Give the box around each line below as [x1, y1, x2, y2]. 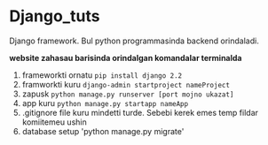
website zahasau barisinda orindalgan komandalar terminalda [9, 52, 242, 63]
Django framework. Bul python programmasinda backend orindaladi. [9, 35, 259, 46]
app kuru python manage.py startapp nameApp [21, 97, 189, 108]
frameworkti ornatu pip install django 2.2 [21, 69, 183, 80]
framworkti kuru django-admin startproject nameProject [21, 79, 231, 89]
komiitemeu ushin [21, 117, 87, 127]
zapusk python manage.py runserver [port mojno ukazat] [21, 88, 234, 99]
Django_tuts [9, 6, 100, 27]
